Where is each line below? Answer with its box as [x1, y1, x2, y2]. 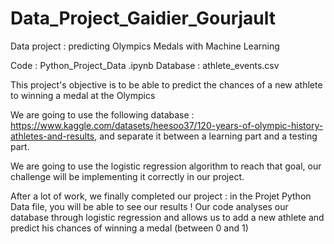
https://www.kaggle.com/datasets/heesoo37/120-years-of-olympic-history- [10, 119, 324, 131]
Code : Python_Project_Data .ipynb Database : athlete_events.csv [10, 59, 280, 71]
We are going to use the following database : [10, 108, 195, 121]
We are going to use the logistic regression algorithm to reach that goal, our [10, 160, 322, 172]
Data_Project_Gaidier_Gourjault [10, 7, 277, 30]
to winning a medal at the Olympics [10, 89, 156, 101]
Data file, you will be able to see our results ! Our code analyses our [10, 200, 289, 212]
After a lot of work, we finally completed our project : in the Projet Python [10, 190, 312, 202]
